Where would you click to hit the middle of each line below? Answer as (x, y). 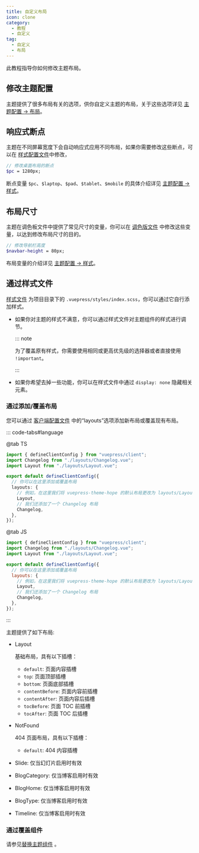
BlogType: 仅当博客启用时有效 (51, 800)
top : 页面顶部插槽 (45, 676)
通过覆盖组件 (25, 830)
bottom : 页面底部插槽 (49, 684)
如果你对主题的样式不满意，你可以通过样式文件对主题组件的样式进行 (98, 319)
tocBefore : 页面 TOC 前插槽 (57, 706)
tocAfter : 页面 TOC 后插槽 (56, 714)
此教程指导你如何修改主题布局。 (45, 68)
